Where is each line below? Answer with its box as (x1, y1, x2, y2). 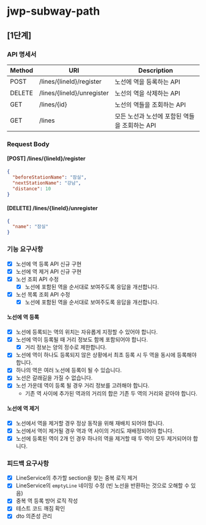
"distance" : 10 (12, 185, 51, 192)
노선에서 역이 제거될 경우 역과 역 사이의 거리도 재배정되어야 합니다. (15, 427, 174, 435)
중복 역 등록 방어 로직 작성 (15, 497, 78, 505)
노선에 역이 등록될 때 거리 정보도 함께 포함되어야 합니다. (15, 336, 149, 343)
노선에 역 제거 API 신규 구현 (15, 268, 82, 275)
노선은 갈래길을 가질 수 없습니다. (15, 374, 93, 381)
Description (138, 66, 174, 75)
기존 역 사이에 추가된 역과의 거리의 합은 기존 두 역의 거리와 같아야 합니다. (24, 389, 198, 397)
